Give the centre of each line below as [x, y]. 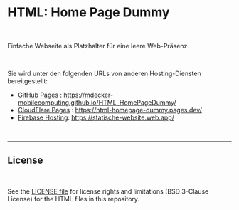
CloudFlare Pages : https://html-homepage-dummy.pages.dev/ [110, 110]
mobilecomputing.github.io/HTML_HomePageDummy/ [97, 102]
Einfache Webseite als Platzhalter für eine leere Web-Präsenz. [99, 46]
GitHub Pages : [40, 95]
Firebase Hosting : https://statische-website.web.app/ [96, 117]
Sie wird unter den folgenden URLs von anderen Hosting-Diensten [104, 73]
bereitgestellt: [28, 81]
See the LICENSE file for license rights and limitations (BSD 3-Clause [108, 191]
